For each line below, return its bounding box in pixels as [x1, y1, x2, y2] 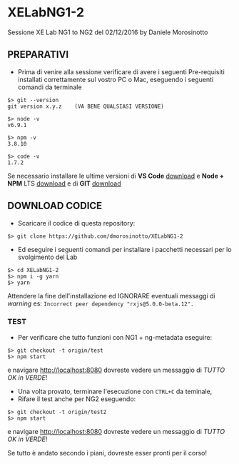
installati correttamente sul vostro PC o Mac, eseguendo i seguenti [17, 75, 214, 84]
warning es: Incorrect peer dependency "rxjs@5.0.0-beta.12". [7, 299, 194, 308]
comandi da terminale [17, 83, 82, 91]
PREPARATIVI [7, 49, 69, 61]
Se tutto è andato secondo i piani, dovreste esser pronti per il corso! [7, 448, 207, 457]
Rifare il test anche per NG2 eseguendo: [17, 394, 136, 403]
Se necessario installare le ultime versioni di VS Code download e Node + [7, 171, 225, 180]
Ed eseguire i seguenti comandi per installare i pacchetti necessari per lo [17, 245, 232, 253]
